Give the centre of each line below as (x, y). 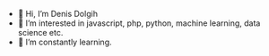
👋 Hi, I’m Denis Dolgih (58, 14)
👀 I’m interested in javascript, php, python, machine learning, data (139, 23)
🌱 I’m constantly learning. (65, 42)
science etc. (40, 32)
